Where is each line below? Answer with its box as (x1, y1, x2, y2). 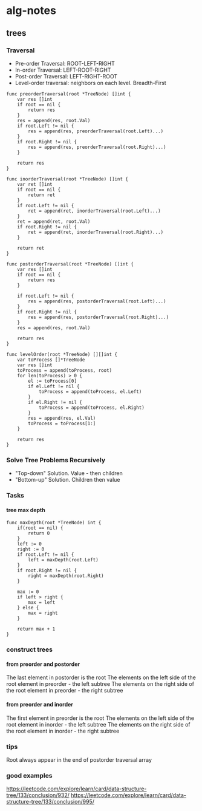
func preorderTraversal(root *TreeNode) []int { (6, 91, 131, 97)
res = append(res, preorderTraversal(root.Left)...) (28, 128, 164, 134)
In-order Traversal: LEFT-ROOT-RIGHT (15, 66, 111, 74)
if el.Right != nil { (28, 399, 83, 405)
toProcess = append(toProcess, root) (17, 367, 112, 374)
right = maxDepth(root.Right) (28, 573, 104, 579)
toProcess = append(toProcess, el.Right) (38, 405, 145, 411)
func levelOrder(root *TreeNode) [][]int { (6, 351, 118, 357)
